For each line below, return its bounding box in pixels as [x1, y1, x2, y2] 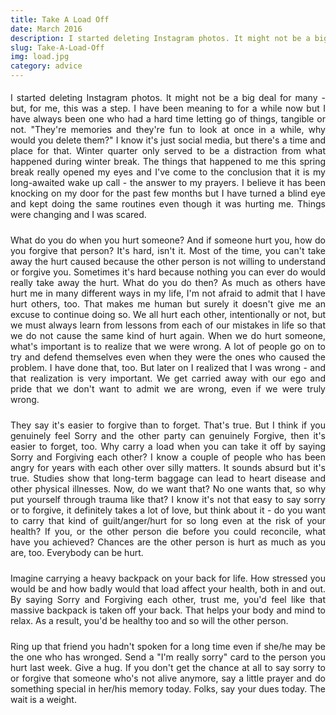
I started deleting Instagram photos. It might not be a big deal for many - [10, 92, 326, 103]
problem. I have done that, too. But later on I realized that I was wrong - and [10, 362, 326, 373]
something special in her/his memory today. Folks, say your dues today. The [10, 683, 326, 695]
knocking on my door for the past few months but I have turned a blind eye [10, 187, 326, 199]
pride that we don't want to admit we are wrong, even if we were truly [10, 383, 326, 395]
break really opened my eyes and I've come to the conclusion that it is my [10, 166, 326, 178]
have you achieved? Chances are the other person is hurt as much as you [10, 536, 326, 548]
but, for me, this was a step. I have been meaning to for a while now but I [10, 102, 326, 114]
